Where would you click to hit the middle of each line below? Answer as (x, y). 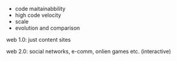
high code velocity (38, 15)
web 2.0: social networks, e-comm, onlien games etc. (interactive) (88, 51)
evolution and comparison (47, 28)
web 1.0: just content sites (39, 40)
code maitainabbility (40, 9)
